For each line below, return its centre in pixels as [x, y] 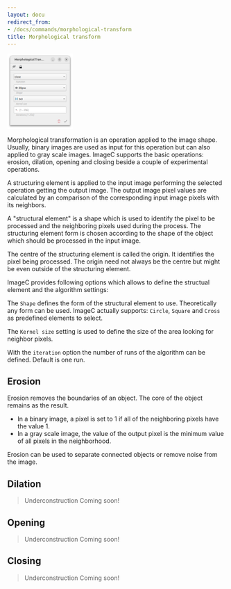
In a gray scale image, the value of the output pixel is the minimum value [120, 434]
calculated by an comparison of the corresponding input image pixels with [113, 197]
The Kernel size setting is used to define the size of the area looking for [110, 331]
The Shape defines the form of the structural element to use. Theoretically [112, 303]
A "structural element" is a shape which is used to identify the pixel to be [111, 218]
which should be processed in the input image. [74, 241]
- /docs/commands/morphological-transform [69, 29]
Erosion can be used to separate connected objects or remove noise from [112, 455]
